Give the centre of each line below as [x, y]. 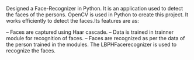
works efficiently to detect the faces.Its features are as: [72, 21]
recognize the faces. [31, 51]
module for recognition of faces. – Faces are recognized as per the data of [96, 38]
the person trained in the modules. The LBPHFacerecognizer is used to [91, 44]
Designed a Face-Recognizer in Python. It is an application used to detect [95, 8]
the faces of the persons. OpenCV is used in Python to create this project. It [97, 15]
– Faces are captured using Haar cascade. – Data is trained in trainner [90, 32]
